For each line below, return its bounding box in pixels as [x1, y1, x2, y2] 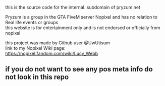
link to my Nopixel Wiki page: [5, 45, 66, 51]
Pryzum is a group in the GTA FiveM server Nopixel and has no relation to [5, 14, 158, 20]
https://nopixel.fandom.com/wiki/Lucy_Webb [5, 50, 98, 56]
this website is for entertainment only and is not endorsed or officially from [5, 25, 160, 31]
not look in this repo [5, 73, 69, 81]
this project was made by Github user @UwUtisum [5, 40, 110, 46]
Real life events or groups [5, 20, 59, 25]
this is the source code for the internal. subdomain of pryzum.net [5, 5, 140, 10]
